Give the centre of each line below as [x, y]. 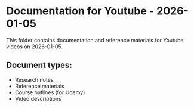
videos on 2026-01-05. [35, 47]
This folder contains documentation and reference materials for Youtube [95, 40]
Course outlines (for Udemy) [50, 92]
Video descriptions [38, 98]
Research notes [34, 79]
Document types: [39, 65]
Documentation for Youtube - [80, 11]
